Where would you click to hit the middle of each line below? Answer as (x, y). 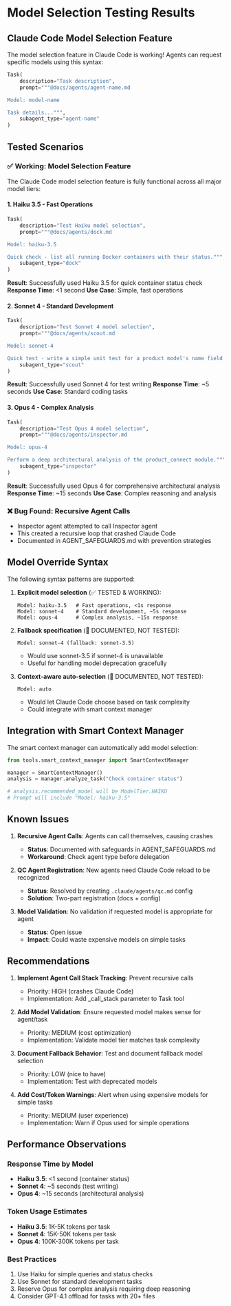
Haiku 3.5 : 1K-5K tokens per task (64, 1227)
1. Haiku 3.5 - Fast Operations (50, 204)
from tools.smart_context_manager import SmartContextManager (98, 760)
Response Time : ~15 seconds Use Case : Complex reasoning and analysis (112, 493)
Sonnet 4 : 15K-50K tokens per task (67, 1234)
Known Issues (38, 819)
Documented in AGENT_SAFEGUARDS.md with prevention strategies (114, 541)
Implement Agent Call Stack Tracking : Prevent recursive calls (105, 978)
